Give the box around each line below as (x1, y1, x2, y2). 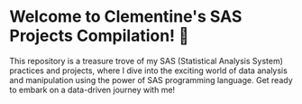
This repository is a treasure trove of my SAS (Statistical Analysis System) (9, 55, 284, 66)
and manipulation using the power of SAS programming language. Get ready (9, 74, 293, 85)
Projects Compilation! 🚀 (9, 25, 189, 46)
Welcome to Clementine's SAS (9, 6, 243, 27)
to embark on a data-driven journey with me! (9, 84, 176, 95)
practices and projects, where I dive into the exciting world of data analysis (9, 65, 288, 76)
